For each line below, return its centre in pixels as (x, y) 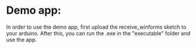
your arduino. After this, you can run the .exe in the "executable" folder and (98, 33)
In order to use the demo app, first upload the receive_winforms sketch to (96, 27)
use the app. (21, 39)
